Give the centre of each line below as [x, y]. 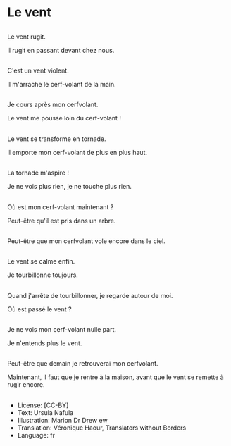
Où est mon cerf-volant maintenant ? [61, 207]
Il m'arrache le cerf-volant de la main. [62, 84]
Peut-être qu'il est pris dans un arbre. [62, 221]
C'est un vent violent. [38, 70]
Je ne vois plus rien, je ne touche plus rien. [70, 187]
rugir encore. [26, 385]
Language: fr [36, 435]
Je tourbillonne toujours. [43, 275]
